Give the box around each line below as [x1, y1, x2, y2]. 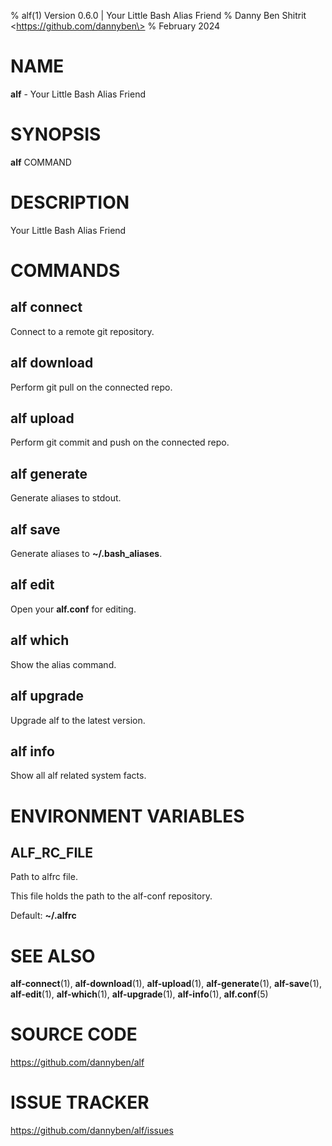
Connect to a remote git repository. [10, 325, 155, 337]
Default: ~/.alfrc [10, 910, 77, 922]
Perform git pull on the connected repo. [10, 381, 173, 393]
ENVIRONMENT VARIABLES [10, 805, 245, 827]
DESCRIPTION [10, 191, 130, 214]
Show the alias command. [10, 658, 117, 670]
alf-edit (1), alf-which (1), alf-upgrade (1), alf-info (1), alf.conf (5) [10, 988, 269, 1000]
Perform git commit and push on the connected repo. [10, 436, 230, 449]
